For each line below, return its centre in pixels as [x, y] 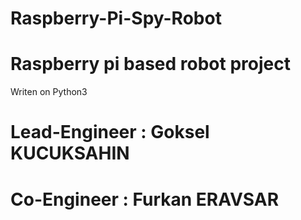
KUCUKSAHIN [70, 153]
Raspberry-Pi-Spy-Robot [116, 18]
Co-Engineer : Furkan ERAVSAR [145, 199]
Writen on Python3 [49, 92]
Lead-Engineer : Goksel [110, 132]
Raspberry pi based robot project [150, 64]
